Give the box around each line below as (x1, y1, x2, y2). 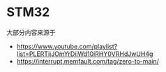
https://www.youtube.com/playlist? (16, 42, 118, 50)
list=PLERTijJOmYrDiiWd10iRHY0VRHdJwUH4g (16, 50, 153, 58)
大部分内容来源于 (6, 28, 56, 36)
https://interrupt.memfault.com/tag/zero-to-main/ (16, 57, 160, 65)
